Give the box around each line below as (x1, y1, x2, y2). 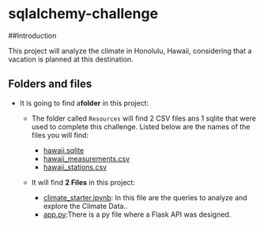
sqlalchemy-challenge (8, 5, 159, 23)
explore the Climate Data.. (43, 201, 128, 210)
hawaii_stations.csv (43, 162, 107, 172)
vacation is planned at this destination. (8, 54, 134, 64)
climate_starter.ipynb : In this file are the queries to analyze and (43, 192, 247, 202)
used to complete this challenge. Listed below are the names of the (31, 121, 251, 131)
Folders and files (8, 77, 92, 91)
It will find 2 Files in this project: (31, 177, 136, 187)
